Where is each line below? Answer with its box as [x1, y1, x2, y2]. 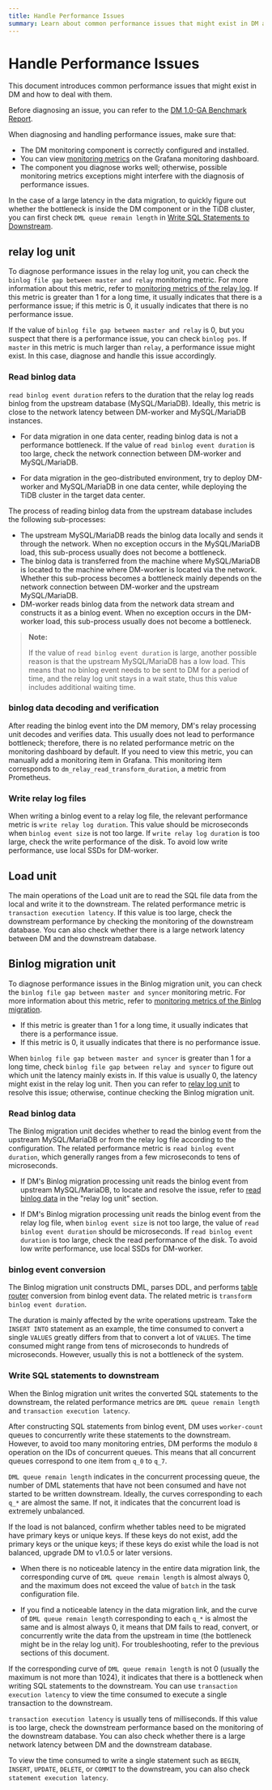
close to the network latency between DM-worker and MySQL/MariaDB [8, 407, 247, 417]
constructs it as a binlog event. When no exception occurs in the [19, 607, 236, 617]
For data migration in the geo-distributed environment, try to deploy [19, 473, 246, 482]
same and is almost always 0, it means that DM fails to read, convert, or [19, 1622, 259, 1632]
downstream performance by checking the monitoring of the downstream [8, 916, 253, 926]
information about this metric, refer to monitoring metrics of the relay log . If [8, 284, 259, 293]
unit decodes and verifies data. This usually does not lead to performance [8, 729, 255, 739]
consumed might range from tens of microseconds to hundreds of [8, 1341, 229, 1351]
